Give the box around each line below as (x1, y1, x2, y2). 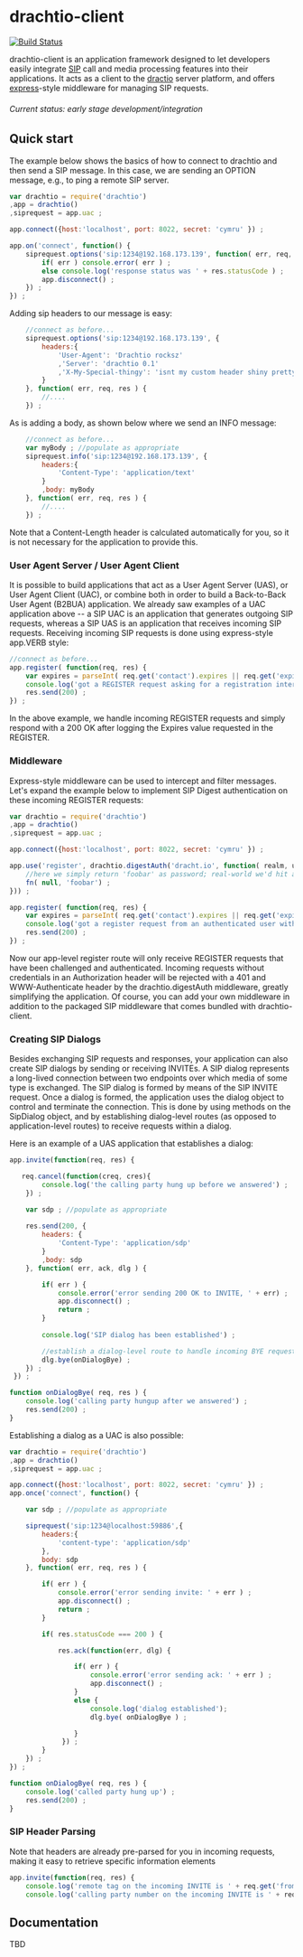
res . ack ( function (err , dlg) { (57, 1646, 171, 1655)
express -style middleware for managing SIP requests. (9, 82, 209, 93)
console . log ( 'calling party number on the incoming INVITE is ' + (25, 1890, 280, 1899)
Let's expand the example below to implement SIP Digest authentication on (9, 784, 289, 796)
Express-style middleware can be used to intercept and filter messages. (9, 775, 277, 786)
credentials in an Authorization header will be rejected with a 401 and (9, 971, 266, 982)
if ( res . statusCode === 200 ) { (41, 1629, 164, 1639)
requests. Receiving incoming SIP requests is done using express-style (9, 627, 273, 638)
